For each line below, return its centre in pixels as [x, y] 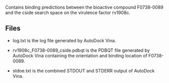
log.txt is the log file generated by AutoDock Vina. [64, 40]
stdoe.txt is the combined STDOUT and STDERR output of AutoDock [83, 70]
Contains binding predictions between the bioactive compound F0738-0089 [84, 7]
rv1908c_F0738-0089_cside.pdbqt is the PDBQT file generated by [81, 50]
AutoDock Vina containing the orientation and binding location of [80, 55]
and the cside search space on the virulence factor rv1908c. [68, 13]
